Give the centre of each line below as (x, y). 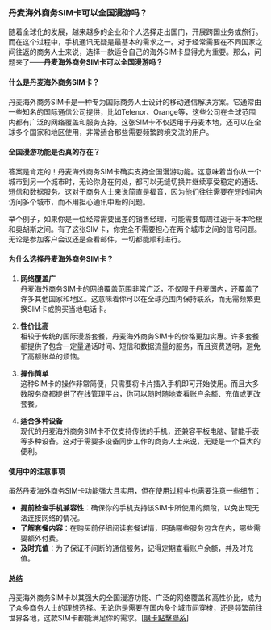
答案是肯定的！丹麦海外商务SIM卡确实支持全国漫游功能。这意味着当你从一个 (135, 171)
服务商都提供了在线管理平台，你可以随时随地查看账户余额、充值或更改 (144, 393)
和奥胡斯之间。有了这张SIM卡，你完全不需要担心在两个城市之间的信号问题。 (135, 229)
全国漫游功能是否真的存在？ (54, 152)
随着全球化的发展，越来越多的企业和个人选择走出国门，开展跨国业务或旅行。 (135, 32)
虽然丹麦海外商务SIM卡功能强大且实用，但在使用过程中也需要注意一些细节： (135, 491)
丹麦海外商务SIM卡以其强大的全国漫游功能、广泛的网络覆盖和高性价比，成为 (135, 598)
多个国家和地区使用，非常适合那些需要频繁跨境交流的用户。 (114, 132)
